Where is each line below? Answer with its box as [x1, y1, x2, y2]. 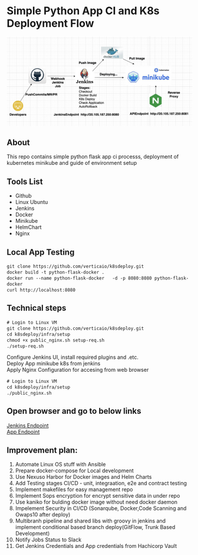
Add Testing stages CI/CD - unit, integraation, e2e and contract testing [15, 480, 187, 487]
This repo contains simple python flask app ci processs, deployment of [6, 153, 179, 160]
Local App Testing [6, 247, 75, 257]
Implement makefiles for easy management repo [15, 486, 133, 493]
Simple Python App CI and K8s [6, 4, 160, 18]
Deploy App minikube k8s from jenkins [6, 359, 101, 367]
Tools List [6, 176, 43, 187]
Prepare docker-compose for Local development [15, 467, 134, 474]
